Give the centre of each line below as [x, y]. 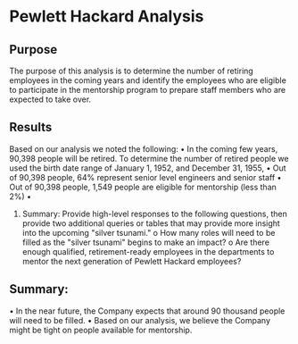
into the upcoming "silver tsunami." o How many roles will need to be [149, 232]
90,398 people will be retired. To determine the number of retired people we [149, 158]
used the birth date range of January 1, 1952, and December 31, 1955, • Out [148, 168]
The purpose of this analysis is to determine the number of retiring [132, 71]
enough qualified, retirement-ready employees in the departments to [148, 251]
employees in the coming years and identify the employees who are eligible [148, 80]
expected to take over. [50, 99]
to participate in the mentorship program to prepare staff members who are [148, 90]
